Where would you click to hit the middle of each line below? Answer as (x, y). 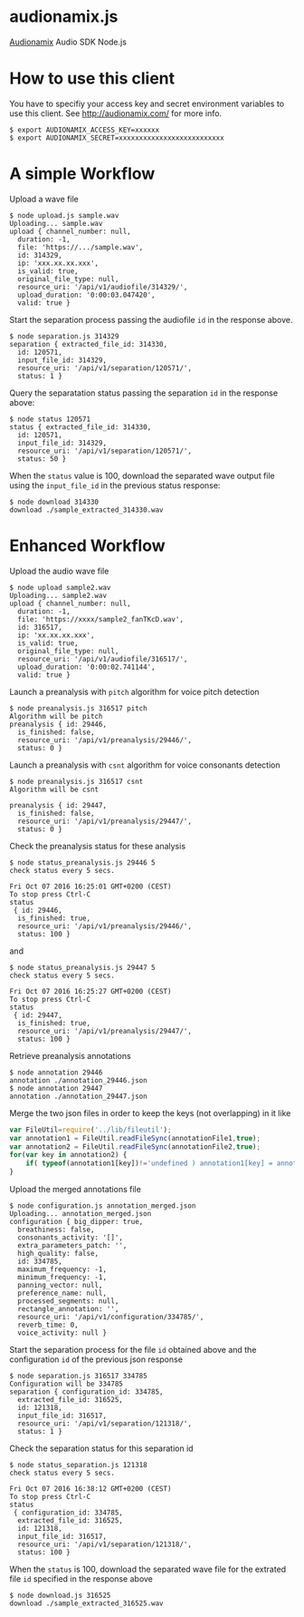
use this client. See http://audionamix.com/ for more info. (116, 113)
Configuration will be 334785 (66, 1384)
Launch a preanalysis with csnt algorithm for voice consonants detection (145, 765)
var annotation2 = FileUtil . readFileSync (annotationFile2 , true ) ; (135, 1147)
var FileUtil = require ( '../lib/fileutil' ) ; (90, 1130)
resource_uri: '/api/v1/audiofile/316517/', (103, 659)
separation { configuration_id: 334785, (87, 1392)
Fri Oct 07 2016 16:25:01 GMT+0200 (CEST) (90, 887)
